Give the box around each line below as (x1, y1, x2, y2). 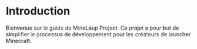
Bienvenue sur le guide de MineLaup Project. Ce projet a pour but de (6, 24, 179, 31)
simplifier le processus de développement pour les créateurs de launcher (6, 30, 191, 38)
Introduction (6, 4, 71, 18)
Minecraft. (6, 37, 32, 44)
